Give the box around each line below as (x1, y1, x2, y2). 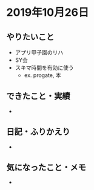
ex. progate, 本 (24, 72, 62, 79)
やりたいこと (6, 32, 55, 42)
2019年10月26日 (6, 5, 89, 19)
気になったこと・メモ (6, 162, 86, 173)
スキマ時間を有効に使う (15, 64, 74, 71)
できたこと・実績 (6, 91, 70, 101)
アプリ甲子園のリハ (15, 49, 64, 56)
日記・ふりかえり (6, 127, 70, 137)
